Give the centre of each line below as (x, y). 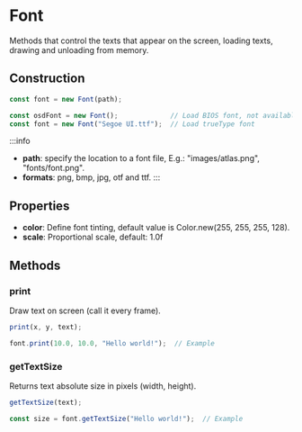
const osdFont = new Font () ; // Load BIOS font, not (134, 115)
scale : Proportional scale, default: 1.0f (93, 237)
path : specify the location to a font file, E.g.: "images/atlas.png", (141, 158)
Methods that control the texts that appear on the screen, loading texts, (141, 40)
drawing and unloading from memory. (79, 49)
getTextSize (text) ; (46, 402)
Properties (40, 206)
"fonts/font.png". (53, 168)
